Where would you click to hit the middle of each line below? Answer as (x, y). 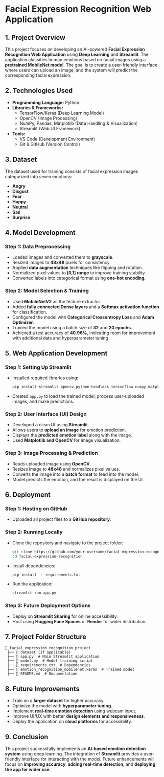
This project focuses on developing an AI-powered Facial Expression (75, 49)
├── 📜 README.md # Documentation (42, 674)
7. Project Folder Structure (46, 637)
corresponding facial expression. (38, 75)
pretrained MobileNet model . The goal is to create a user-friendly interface (81, 65)
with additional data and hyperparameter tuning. (61, 338)
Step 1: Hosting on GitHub (36, 509)
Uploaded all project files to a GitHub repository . (61, 519)
